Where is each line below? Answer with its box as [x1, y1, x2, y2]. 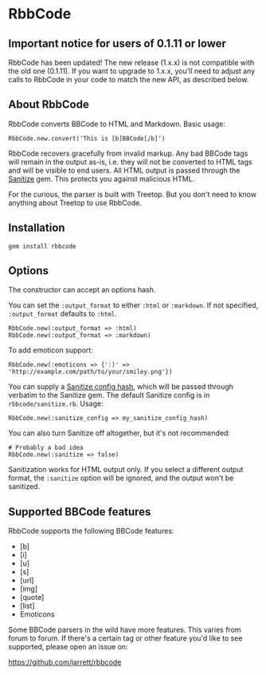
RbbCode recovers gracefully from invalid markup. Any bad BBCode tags [8, 149, 248, 158]
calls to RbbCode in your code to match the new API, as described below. [8, 75, 249, 84]
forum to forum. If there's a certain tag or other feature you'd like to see [8, 633, 243, 643]
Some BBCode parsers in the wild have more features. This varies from [8, 625, 241, 635]
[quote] [19, 593, 45, 602]
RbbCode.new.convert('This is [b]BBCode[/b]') [8, 134, 166, 142]
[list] [19, 601, 35, 611]
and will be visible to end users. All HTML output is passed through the [8, 165, 241, 175]
